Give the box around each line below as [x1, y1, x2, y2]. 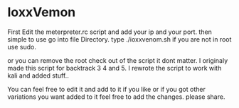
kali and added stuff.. [7, 71, 69, 80]
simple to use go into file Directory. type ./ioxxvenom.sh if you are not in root [7, 35, 232, 43]
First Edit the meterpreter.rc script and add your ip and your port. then [7, 28, 212, 36]
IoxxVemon [7, 4, 76, 20]
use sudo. [7, 42, 37, 51]
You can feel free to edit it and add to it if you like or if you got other [7, 85, 206, 93]
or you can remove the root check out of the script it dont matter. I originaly [7, 56, 228, 64]
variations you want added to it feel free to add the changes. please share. [7, 92, 225, 101]
